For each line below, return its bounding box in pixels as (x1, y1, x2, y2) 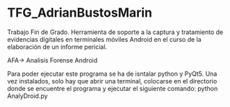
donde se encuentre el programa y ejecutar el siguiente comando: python (7, 84, 218, 92)
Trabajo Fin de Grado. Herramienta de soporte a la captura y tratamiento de (7, 28, 224, 36)
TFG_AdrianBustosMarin (7, 5, 153, 21)
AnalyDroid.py (7, 92, 48, 100)
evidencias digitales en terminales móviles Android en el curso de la (7, 35, 202, 43)
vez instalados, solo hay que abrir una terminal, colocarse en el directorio (7, 76, 217, 85)
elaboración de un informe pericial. (7, 42, 108, 51)
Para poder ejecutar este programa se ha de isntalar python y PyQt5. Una (7, 69, 217, 78)
